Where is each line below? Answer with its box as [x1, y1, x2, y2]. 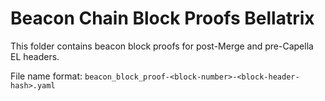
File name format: [10, 70, 83, 82]
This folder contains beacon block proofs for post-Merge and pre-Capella [10, 40, 314, 52]
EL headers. [10, 50, 60, 62]
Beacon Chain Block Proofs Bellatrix [10, 7, 315, 30]
